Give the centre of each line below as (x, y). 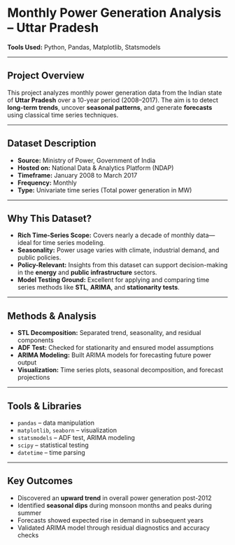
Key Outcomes (40, 481)
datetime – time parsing (51, 452)
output (27, 362)
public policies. (39, 257)
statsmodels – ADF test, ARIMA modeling (76, 438)
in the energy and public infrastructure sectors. (87, 272)
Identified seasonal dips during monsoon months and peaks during (114, 505)
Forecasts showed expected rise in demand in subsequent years (111, 520)
